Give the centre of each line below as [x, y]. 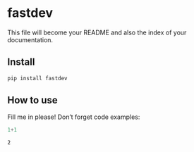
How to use [32, 100]
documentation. [30, 39]
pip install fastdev [38, 78]
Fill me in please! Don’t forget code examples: [74, 117]
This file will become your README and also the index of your [97, 32]
